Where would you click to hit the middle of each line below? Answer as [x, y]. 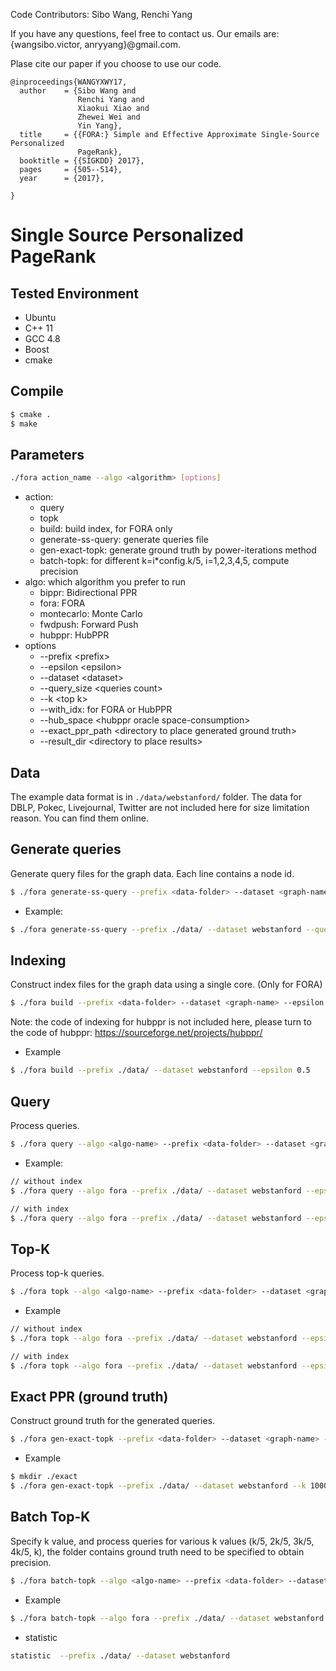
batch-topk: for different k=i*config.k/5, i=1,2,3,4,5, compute [164, 561]
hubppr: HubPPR [74, 635]
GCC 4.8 [42, 338]
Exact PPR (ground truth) [89, 1396]
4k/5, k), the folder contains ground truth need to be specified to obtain [157, 1551]
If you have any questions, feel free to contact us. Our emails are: [145, 33]
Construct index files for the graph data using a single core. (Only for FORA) [166, 985]
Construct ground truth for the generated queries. [113, 1421]
